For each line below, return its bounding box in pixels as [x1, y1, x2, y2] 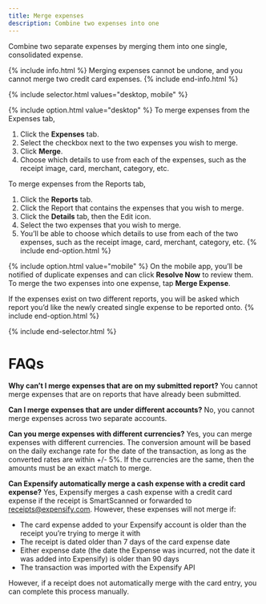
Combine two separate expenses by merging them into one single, [8, 41, 228, 51]
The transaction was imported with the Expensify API [19, 563, 195, 573]
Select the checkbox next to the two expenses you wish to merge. [19, 137, 238, 147]
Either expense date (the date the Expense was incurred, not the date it [19, 545, 256, 555]
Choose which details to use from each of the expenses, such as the [19, 154, 247, 165]
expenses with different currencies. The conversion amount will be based [8, 438, 251, 447]
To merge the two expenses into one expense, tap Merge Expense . [8, 278, 231, 288]
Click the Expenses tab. [19, 129, 99, 139]
